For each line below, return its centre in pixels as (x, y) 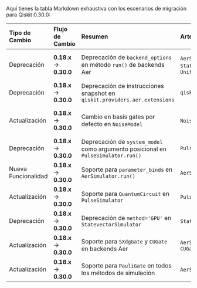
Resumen (95, 36)
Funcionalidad (28, 176)
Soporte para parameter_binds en (127, 170)
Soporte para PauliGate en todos (126, 265)
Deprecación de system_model (122, 142)
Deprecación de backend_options (126, 57)
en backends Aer (105, 249)
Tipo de (20, 33)
